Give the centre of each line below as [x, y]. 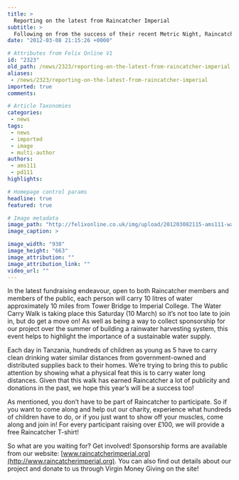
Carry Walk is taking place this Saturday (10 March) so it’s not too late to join [119, 314]
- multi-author [33, 153]
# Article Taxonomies [39, 106]
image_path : [25, 225]
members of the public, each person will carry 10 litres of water [100, 298]
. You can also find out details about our [173, 461]
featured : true [30, 205]
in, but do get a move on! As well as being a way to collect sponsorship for [116, 321]
